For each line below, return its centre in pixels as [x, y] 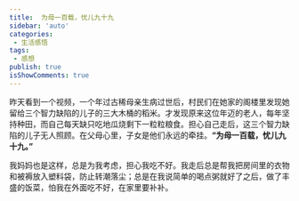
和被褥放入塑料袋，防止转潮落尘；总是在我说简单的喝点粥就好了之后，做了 [145, 176]
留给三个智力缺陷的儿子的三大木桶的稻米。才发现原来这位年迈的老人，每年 [145, 113]
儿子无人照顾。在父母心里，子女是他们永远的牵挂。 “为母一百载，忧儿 [151, 135]
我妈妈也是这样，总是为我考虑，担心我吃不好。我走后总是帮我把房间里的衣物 [149, 165]
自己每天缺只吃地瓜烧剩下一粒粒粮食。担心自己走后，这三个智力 [165, 124]
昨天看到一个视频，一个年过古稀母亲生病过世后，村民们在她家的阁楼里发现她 [149, 101]
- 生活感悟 [31, 42]
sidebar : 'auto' [39, 26]
